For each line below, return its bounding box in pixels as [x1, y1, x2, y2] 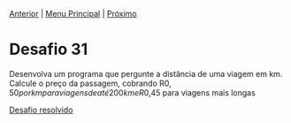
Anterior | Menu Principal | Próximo [9, 9, 137, 19]
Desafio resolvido [9, 104, 73, 115]
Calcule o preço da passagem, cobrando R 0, [9, 78, 172, 88]
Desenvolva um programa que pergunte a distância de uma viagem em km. [9, 68, 283, 79]
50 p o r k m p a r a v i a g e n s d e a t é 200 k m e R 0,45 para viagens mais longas [9, 87, 257, 97]
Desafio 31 [9, 40, 88, 59]
